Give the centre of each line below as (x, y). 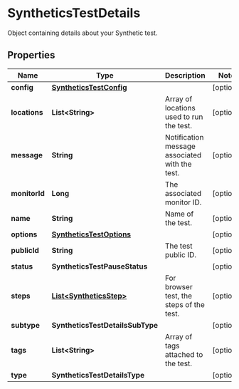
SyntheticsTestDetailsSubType (105, 325)
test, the (179, 296)
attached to (184, 354)
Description (185, 75)
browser (179, 286)
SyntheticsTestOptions (91, 234)
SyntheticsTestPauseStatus (100, 266)
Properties (31, 55)
